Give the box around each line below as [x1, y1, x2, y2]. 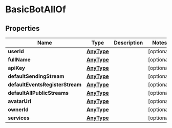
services [8, 114, 30, 121]
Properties [5, 24, 40, 33]
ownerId [8, 106, 29, 113]
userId [8, 48, 24, 55]
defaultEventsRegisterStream [8, 81, 82, 88]
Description [114, 39, 143, 46]
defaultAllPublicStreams [8, 90, 69, 96]
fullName [8, 56, 31, 63]
